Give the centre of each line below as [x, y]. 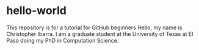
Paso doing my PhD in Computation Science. [63, 40]
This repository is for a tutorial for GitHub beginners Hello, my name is [94, 27]
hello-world [37, 11]
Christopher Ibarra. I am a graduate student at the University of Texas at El [100, 34]
